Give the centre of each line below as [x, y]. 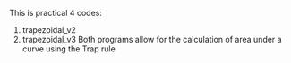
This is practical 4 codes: [56, 13]
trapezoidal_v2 [49, 30]
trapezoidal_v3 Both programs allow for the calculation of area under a [152, 39]
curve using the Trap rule [69, 49]
